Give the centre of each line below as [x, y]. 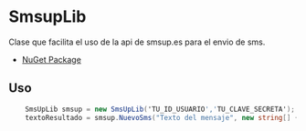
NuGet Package [51, 59]
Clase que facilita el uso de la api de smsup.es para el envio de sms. [137, 42]
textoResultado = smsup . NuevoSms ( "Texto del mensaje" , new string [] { [162, 117]
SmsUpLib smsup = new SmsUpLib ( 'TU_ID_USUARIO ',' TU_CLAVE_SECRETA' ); [160, 109]
